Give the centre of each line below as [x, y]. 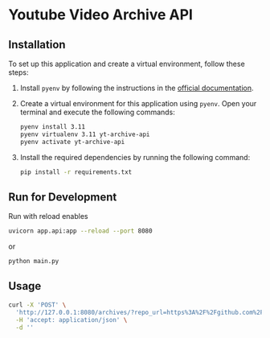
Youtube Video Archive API [100, 15]
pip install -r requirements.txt [76, 172]
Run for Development [63, 197]
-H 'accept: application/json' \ [72, 319]
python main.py [34, 262]
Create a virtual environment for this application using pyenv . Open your [138, 103]
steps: [18, 72]
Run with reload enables [48, 216]
